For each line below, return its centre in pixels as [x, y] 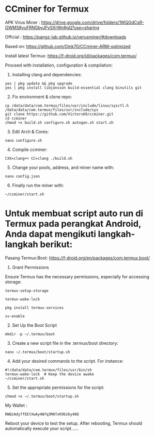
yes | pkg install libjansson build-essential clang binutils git [73, 88]
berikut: [56, 244]
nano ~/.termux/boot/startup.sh [38, 352]
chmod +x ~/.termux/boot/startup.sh [42, 396]
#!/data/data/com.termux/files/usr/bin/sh [48, 370]
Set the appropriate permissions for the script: [58, 387]
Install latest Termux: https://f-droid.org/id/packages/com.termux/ [71, 56]
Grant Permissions [31, 267]
